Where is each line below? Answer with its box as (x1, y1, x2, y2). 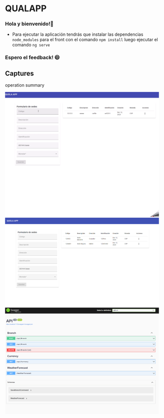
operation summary (5, 82, 45, 88)
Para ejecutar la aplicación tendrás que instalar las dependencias (12, 31, 143, 37)
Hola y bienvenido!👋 (5, 21, 54, 27)
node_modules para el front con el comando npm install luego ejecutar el (12, 37, 158, 43)
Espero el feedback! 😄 (5, 54, 60, 61)
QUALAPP (5, 3, 47, 14)
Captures (5, 69, 34, 77)
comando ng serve (12, 42, 50, 48)
